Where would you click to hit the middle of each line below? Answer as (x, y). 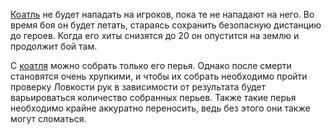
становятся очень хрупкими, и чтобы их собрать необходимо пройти (159, 76)
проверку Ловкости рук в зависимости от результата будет (138, 87)
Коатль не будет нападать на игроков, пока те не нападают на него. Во (162, 14)
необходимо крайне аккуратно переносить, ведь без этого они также (160, 108)
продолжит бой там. (54, 46)
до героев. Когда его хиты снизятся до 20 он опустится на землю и (155, 35)
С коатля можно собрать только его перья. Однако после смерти (151, 65)
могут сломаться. (48, 118)
